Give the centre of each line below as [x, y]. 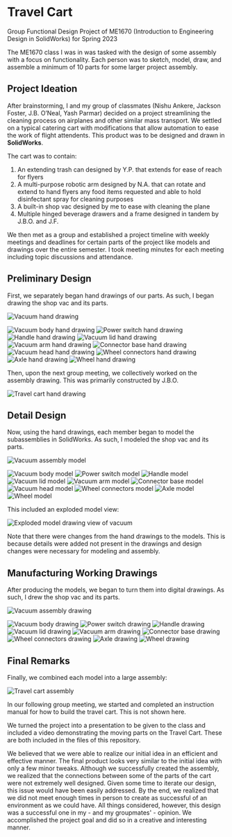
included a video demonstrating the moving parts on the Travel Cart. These [115, 733]
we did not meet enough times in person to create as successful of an [107, 798]
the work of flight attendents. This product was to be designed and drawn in [116, 135]
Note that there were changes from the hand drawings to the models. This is [116, 537]
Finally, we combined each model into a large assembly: [88, 677]
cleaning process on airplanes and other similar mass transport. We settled [115, 120]
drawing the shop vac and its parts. [58, 302]
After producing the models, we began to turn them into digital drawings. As [116, 590]
